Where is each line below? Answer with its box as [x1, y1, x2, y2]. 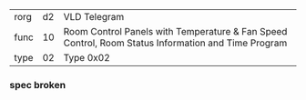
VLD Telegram [63, 11, 125, 23]
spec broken [9, 78, 66, 91]
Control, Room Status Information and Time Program [63, 36, 288, 49]
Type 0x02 [63, 52, 111, 64]
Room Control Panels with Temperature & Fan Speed [63, 25, 288, 37]
